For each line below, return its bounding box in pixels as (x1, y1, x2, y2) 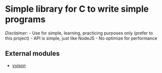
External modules (5, 49, 60, 58)
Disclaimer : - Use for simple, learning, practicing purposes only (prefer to (5, 30, 153, 36)
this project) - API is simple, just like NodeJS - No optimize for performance (5, 35, 158, 41)
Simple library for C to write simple (5, 3, 149, 15)
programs (5, 14, 46, 25)
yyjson (12, 62, 26, 68)
